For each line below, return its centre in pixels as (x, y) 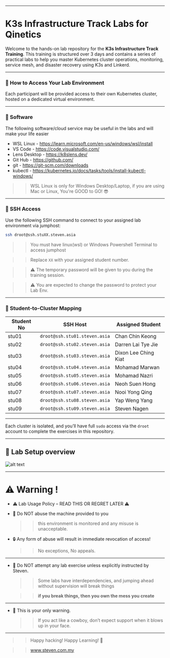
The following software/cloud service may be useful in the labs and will (79, 128)
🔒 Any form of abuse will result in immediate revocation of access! (81, 539)
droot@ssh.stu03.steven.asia (75, 356)
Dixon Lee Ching (134, 353)
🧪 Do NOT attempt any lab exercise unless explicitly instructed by (81, 565)
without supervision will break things (76, 586)
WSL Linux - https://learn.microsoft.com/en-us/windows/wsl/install (82, 143)
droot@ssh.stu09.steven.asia (75, 409)
